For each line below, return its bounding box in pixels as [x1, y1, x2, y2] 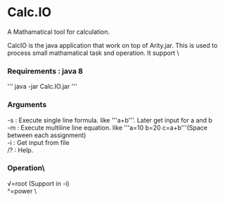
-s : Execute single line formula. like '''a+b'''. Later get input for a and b [7, 115, 213, 124]
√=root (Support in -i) [7, 179, 70, 187]
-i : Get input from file [7, 138, 70, 146]
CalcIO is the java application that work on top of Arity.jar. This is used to [7, 41, 218, 49]
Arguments [7, 100, 47, 110]
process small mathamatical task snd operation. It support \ [7, 49, 179, 57]
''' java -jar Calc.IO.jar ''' [7, 82, 77, 91]
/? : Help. [7, 146, 34, 154]
